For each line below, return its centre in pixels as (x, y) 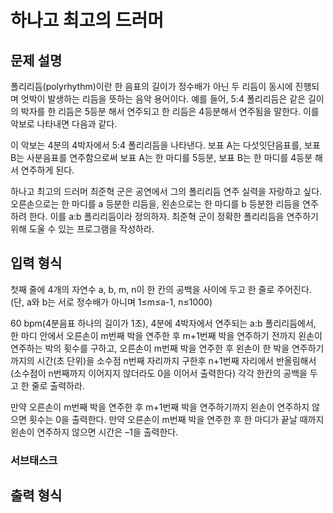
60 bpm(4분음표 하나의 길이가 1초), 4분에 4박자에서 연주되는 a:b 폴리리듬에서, (163, 323)
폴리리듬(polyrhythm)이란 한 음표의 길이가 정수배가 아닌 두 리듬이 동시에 (151, 86)
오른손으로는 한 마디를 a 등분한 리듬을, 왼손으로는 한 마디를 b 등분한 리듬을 (155, 204)
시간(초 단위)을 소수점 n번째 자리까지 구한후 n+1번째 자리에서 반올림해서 (176, 360)
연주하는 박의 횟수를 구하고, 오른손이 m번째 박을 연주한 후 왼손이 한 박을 (150, 348)
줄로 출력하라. (58, 385)
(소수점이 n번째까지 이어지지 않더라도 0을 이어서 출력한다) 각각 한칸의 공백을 (159, 373)
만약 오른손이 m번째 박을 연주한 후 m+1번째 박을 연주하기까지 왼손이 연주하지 (160, 407)
